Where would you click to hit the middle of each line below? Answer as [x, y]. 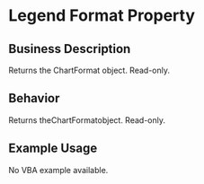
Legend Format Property [102, 16]
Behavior [34, 98]
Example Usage [53, 149]
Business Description [70, 49]
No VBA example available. [58, 170]
